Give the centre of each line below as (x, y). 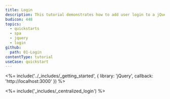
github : (13, 47)
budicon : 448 (19, 19)
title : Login (19, 10)
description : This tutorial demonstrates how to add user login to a (80, 15)
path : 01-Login (26, 52)
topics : (13, 24)
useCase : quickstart (27, 62)
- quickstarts (25, 29)
